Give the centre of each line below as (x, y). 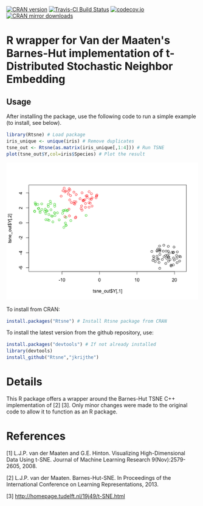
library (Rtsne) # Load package (46, 135)
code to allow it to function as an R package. (62, 412)
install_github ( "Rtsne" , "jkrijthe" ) (53, 357)
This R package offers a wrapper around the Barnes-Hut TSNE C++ (91, 398)
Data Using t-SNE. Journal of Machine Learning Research (78, 459)
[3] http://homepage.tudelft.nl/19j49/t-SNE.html (66, 496)
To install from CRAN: (33, 309)
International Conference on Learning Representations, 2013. (83, 484)
